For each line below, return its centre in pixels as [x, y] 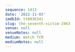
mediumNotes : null [24, 42]
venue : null [17, 28]
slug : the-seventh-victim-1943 [38, 24]
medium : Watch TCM [24, 38]
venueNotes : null [23, 33]
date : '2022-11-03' [25, 14]
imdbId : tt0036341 [24, 19]
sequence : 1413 [21, 10]
